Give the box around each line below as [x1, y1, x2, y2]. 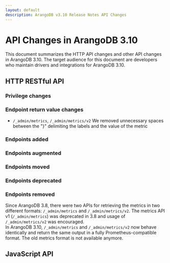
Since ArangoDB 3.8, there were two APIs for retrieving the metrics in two [5, 203, 160, 209]
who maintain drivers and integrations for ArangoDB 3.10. [5, 62, 126, 68]
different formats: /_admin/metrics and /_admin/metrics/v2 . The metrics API [5, 208, 165, 214]
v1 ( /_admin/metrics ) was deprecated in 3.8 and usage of [5, 213, 126, 220]
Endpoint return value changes [5, 106, 84, 113]
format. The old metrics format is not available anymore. [5, 235, 124, 241]
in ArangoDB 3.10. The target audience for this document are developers [5, 57, 157, 63]
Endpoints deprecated [5, 177, 62, 184]
